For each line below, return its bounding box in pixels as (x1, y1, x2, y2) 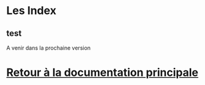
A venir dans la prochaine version (6, 44, 91, 51)
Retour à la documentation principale (6, 65, 199, 79)
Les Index (6, 4, 57, 18)
